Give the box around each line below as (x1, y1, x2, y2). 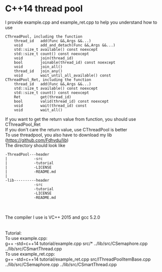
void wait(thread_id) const (14, 103, 87, 108)
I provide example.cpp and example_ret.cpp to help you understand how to (5, 19, 158, 25)
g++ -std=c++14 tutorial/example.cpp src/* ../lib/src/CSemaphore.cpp (5, 240, 148, 246)
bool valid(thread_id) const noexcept (14, 99, 109, 104)
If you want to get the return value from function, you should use (5, 116, 136, 122)
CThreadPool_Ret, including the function (5, 77, 92, 82)
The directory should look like (5, 142, 65, 148)
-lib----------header (5, 178, 50, 183)
